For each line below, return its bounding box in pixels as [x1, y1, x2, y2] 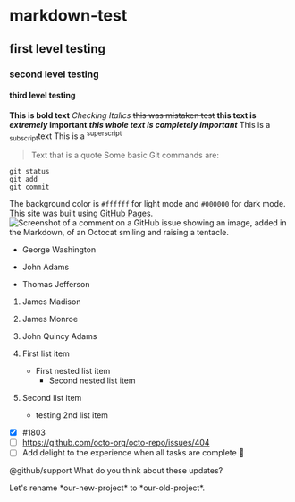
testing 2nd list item [35, 410, 109, 421]
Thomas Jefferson [21, 279, 91, 290]
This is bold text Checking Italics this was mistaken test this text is [9, 109, 257, 121]
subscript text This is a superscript [9, 129, 122, 143]
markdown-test [9, 5, 128, 26]
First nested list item [35, 366, 111, 377]
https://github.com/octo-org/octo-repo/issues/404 [21, 438, 210, 448]
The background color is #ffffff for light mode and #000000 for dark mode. [9, 199, 286, 209]
